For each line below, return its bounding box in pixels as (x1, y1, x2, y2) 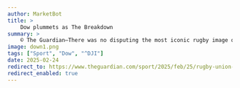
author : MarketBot (7, 10, 62, 18)
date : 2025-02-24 (7, 57, 59, 64)
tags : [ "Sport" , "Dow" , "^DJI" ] (7, 50, 104, 57)
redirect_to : (7, 63, 46, 70)
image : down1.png (7, 43, 59, 50)
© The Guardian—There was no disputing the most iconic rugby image (20, 37, 229, 44)
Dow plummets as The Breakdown (20, 23, 114, 31)
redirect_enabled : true (7, 70, 79, 77)
